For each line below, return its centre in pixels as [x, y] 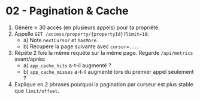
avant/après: [30, 59]
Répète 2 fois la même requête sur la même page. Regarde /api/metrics [104, 52]
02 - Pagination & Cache [67, 11]
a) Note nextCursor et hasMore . [60, 40]
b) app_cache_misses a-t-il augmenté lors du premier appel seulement [108, 71]
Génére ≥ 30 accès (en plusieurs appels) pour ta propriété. [87, 27]
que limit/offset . [37, 90]
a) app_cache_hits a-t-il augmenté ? [67, 65]
